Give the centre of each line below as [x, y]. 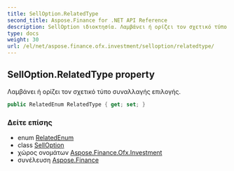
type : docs [23, 33]
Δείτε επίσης [30, 122]
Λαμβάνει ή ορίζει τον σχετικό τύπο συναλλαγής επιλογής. [94, 91]
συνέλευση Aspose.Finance [58, 160]
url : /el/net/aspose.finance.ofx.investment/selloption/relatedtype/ [111, 46]
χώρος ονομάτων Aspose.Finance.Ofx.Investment [90, 152]
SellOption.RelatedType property [81, 75]
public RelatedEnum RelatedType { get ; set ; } [76, 104]
